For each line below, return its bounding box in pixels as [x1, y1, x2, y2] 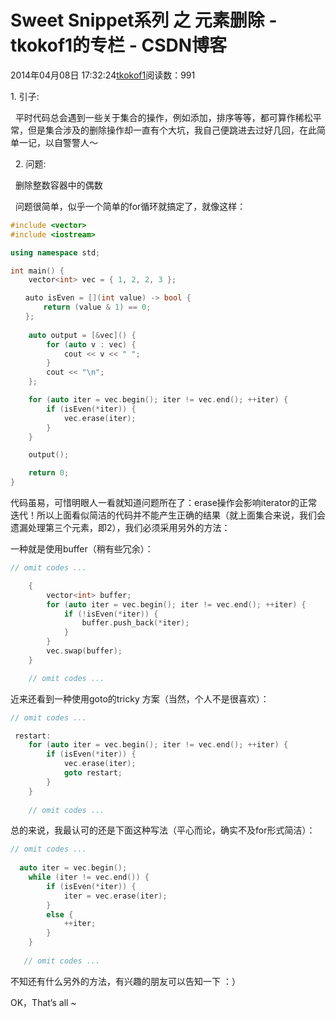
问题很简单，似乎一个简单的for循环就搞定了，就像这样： [14, 200, 247, 212]
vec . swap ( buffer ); [46, 646, 123, 656]
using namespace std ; [10, 247, 101, 258]
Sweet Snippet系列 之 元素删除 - [10, 9, 278, 32]
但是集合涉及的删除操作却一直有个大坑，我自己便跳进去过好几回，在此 [27, 124, 317, 136]
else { [46, 909, 74, 920]
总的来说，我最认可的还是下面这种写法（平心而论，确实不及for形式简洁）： [10, 824, 316, 836]
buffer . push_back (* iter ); [81, 618, 190, 628]
